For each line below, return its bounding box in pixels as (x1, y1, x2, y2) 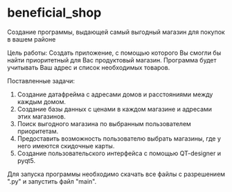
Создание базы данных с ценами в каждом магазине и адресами (17, 105, 213, 113)
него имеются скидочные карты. (17, 141, 115, 150)
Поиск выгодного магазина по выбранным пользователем (17, 119, 192, 128)
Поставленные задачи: (7, 76, 75, 85)
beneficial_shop (7, 5, 102, 21)
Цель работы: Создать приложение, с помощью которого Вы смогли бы (7, 49, 222, 57)
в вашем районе (7, 35, 56, 43)
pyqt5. (17, 156, 36, 164)
